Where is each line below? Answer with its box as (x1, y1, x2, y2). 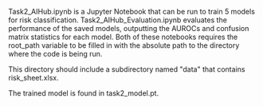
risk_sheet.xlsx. (8, 73, 59, 82)
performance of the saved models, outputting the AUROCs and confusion (8, 24, 249, 33)
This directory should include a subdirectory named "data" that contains (8, 65, 245, 74)
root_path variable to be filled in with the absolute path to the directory (8, 41, 240, 50)
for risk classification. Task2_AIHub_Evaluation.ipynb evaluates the (8, 15, 227, 25)
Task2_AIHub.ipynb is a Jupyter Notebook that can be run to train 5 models (8, 7, 255, 16)
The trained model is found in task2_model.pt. (8, 88, 159, 98)
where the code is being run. (8, 49, 103, 58)
